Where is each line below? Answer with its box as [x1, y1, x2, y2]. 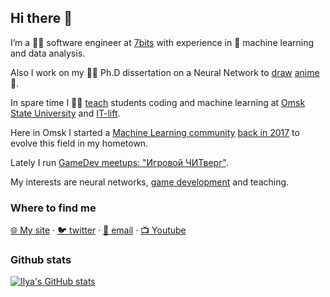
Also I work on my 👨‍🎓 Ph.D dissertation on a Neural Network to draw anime [10, 66, 320, 78]
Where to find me [10, 201, 97, 215]
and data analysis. [10, 47, 86, 59]
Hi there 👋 [10, 10, 73, 27]
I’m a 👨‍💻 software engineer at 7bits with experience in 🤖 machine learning [10, 36, 315, 48]
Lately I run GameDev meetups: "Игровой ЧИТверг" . [10, 156, 229, 168]
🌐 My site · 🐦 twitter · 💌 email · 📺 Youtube [10, 224, 187, 236]
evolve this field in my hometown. [10, 137, 149, 149]
